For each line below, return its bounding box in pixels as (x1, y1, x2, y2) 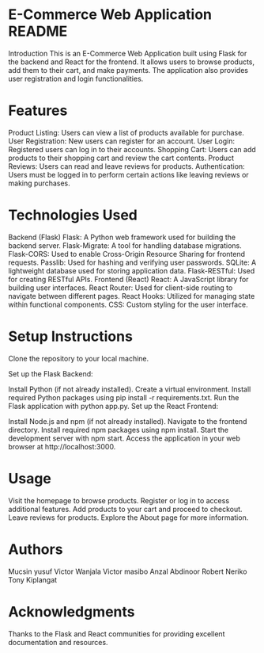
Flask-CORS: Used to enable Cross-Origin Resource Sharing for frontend (8, 249, 246, 258)
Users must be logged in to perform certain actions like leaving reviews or (8, 170, 249, 179)
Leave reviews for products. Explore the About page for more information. (8, 513, 249, 522)
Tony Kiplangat (8, 575, 58, 584)
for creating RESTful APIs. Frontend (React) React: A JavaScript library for (8, 274, 249, 284)
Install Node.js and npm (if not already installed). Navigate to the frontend (8, 416, 247, 426)
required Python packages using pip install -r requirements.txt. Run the (8, 392, 239, 402)
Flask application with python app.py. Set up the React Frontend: (8, 401, 219, 411)
